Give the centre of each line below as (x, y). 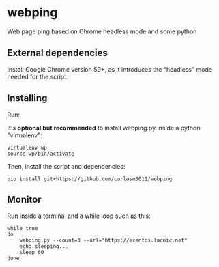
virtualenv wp (27, 147)
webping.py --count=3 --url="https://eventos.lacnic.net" (103, 240)
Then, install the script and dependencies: (66, 166)
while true (23, 229)
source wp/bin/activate (41, 154)
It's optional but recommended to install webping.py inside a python (104, 128)
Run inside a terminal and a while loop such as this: (79, 216)
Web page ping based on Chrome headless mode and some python (102, 31)
